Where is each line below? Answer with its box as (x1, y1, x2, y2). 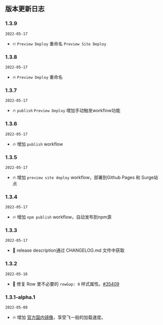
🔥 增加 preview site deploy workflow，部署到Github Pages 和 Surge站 (12, 174, 159, 180)
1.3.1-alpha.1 (5, 294, 36, 301)
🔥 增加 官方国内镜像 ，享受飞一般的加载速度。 (12, 315, 106, 321)
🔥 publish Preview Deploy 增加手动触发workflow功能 (12, 108, 121, 114)
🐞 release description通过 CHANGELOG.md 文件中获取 (12, 247, 125, 253)
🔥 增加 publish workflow (12, 141, 63, 147)
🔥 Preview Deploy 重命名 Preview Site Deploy (12, 40, 107, 46)
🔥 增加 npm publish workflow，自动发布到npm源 (12, 214, 112, 220)
